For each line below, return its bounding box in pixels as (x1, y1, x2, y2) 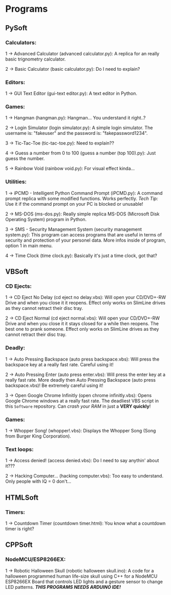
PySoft (5, 24, 28, 32)
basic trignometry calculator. (5, 56, 66, 62)
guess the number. (5, 155, 45, 162)
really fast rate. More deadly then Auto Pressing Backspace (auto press (5, 376, 156, 383)
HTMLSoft (5, 493, 38, 502)
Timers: (5, 508, 26, 515)
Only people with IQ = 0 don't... (5, 478, 72, 485)
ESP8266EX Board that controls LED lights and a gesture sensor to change (5, 578, 163, 585)
